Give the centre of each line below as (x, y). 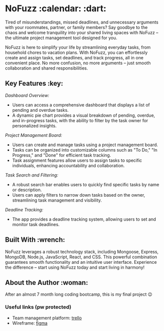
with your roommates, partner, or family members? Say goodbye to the (76, 27)
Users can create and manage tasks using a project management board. (85, 145)
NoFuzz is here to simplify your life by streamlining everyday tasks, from (78, 47)
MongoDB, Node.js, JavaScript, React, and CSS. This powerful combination (81, 257)
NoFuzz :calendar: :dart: (56, 9)
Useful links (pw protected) (38, 307)
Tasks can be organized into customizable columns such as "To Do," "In (85, 150)
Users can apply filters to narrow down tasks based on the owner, (79, 195)
